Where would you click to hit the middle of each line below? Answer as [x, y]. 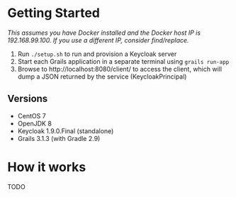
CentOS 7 [32, 116]
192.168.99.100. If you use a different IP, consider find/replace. [98, 40]
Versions [28, 99]
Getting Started [54, 13]
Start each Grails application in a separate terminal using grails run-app [123, 61]
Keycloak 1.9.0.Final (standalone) [66, 131]
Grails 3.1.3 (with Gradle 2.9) [59, 138]
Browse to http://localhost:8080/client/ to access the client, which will [119, 69]
